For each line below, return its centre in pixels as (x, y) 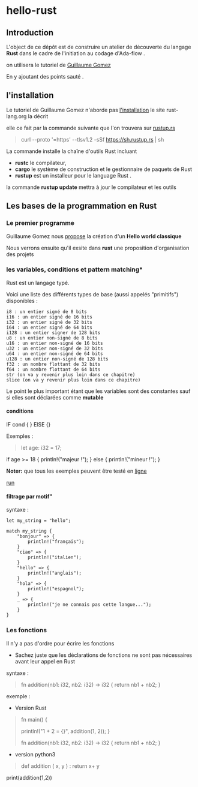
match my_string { (29, 531)
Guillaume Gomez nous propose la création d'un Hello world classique (94, 236)
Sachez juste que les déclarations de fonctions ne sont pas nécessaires (103, 655)
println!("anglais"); (55, 573)
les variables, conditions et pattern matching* (74, 269)
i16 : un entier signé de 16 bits (49, 317)
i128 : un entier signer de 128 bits (53, 333)
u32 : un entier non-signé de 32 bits (55, 349)
